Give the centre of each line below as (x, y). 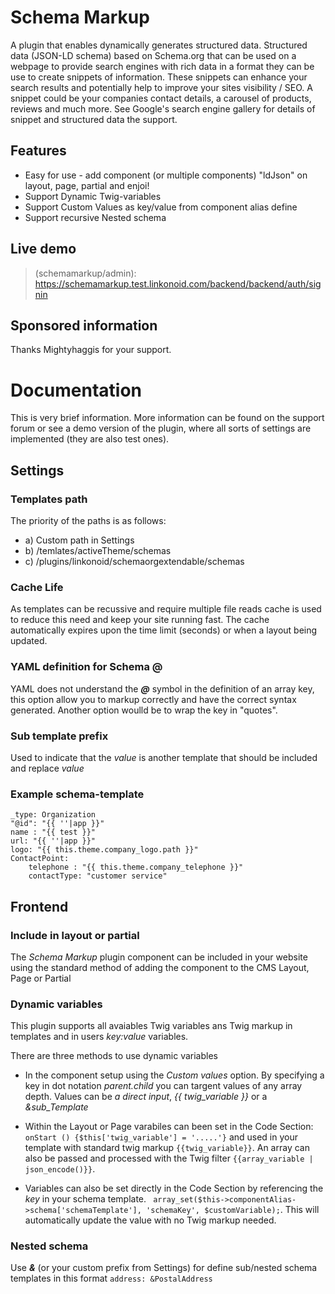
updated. (29, 641)
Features (38, 151)
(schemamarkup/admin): (85, 273)
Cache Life (37, 587)
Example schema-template (77, 794)
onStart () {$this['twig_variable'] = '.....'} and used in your (161, 1137)
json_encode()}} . (60, 1169)
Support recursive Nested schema (95, 217)
